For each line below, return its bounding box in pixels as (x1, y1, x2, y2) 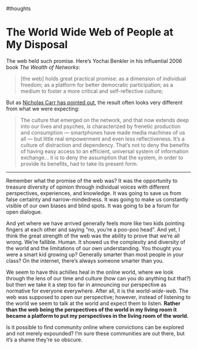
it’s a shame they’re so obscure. (6, 336, 83, 343)
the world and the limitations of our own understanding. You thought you (6, 244, 182, 251)
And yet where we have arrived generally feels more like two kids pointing (6, 220, 185, 227)
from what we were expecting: (6, 105, 80, 112)
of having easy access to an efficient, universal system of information (20, 147, 189, 155)
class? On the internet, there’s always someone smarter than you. (6, 257, 164, 264)
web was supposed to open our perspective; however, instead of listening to (6, 293, 191, 300)
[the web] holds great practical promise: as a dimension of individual (20, 75, 186, 82)
